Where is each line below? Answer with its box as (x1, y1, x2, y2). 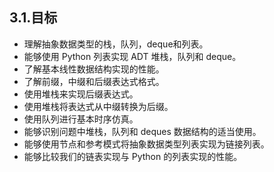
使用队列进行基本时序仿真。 (23, 113, 139, 125)
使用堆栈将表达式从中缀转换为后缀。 (23, 100, 174, 112)
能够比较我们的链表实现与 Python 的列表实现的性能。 (23, 150, 243, 162)
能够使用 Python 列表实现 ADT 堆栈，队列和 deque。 (23, 50, 242, 62)
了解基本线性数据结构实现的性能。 (23, 63, 165, 75)
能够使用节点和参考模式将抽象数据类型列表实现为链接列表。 (23, 138, 270, 150)
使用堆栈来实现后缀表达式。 (23, 88, 139, 100)
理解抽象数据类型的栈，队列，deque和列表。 (23, 38, 209, 50)
